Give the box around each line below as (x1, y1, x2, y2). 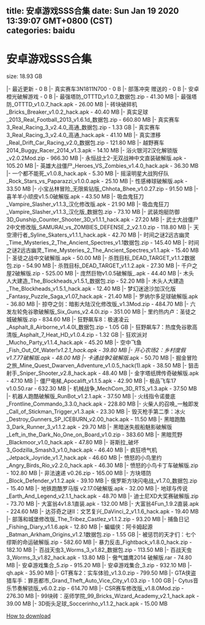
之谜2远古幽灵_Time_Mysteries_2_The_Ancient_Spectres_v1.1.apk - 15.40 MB (6, 246, 199, 254)
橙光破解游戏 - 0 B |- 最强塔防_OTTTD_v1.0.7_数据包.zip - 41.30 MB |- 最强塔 (6, 93, 197, 100)
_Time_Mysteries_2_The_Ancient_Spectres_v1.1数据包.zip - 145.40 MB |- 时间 (6, 239, 199, 246)
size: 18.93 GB (6, 73, 43, 80)
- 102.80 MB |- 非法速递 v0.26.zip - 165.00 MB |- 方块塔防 (6, 470, 152, 477)
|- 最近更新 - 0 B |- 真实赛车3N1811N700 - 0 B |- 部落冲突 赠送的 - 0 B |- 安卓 (6, 85, 199, 93)
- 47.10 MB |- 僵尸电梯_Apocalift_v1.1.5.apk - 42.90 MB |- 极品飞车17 (6, 377, 176, 385)
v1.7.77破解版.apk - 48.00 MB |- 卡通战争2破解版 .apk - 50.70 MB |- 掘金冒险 (6, 354, 198, 361)
